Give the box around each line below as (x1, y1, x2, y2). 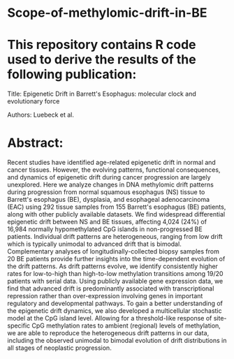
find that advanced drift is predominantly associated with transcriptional (7, 284, 214, 293)
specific (7, 321, 31, 330)
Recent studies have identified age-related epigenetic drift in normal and (7, 159, 217, 167)
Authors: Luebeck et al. (7, 110, 75, 119)
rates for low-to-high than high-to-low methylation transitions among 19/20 (7, 270, 224, 278)
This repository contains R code (7, 37, 197, 53)
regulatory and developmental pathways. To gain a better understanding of (7, 299, 224, 308)
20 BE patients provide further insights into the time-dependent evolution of (7, 255, 226, 263)
